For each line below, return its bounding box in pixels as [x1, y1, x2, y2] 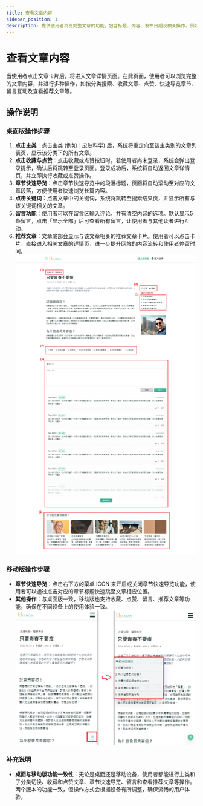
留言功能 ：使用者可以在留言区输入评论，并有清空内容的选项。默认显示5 [14, 210, 193, 217]
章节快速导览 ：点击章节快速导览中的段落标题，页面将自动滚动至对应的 [14, 179, 190, 187]
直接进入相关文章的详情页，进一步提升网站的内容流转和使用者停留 [25, 240, 190, 247]
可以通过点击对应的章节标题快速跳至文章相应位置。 [25, 587, 153, 595]
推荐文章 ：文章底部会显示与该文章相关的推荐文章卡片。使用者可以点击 [14, 233, 190, 239]
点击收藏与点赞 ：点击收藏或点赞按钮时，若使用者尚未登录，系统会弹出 [14, 157, 190, 164]
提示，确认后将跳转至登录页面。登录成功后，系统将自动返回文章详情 [20, 164, 190, 171]
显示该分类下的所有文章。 [31, 149, 95, 156]
